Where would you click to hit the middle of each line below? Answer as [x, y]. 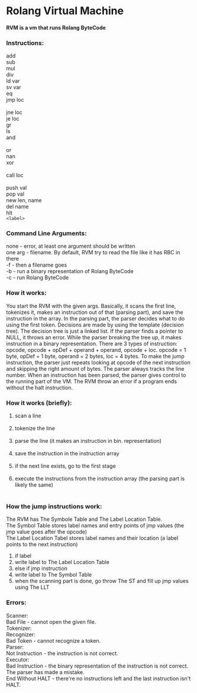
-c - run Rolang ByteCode [38, 278]
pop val [15, 194]
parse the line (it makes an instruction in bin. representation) [88, 441]
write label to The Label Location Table [62, 562]
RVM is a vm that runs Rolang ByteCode [56, 27]
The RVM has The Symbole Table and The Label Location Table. [84, 519]
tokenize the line [35, 428]
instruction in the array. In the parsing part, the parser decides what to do [96, 318]
